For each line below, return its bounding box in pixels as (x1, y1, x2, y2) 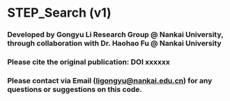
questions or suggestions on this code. (7, 84, 143, 94)
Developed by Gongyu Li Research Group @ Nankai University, (7, 30, 224, 40)
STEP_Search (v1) (7, 5, 112, 21)
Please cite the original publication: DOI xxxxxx (7, 57, 171, 67)
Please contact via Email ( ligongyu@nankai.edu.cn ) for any (7, 75, 213, 85)
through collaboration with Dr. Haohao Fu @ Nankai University (7, 38, 222, 48)
